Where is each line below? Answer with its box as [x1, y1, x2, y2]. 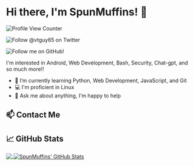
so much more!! [6, 65, 44, 73]
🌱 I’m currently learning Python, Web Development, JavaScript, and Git [14, 77, 187, 84]
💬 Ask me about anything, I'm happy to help [14, 92, 121, 99]
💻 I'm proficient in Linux [14, 83, 75, 90]
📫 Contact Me [6, 110, 61, 120]
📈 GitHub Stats [6, 134, 64, 144]
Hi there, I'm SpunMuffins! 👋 [6, 5, 147, 19]
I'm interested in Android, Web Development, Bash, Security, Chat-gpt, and [6, 59, 189, 66]
